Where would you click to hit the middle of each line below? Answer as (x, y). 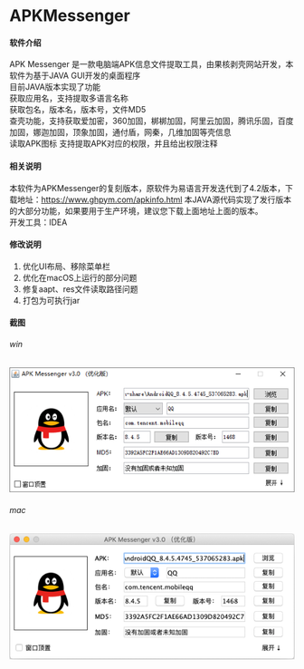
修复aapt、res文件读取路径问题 (80, 289)
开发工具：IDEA (38, 222)
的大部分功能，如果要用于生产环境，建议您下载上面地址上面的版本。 (136, 210)
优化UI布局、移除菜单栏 (66, 266)
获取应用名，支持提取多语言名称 (69, 98)
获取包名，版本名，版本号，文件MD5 (78, 110)
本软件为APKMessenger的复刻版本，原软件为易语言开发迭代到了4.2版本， (147, 188)
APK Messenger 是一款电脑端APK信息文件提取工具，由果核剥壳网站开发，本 (152, 64)
